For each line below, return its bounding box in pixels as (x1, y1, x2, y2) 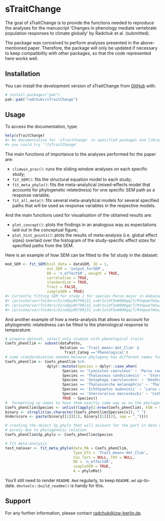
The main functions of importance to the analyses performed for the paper (5, 151, 156, 157)
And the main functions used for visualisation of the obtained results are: (5, 212, 152, 218)
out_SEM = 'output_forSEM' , (47, 266, 105, 271)
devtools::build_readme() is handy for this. (16, 483, 105, 488)
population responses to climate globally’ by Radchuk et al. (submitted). (5, 30, 150, 36)
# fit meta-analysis (5, 441, 48, 446)
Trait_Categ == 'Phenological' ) (64, 350, 129, 355)
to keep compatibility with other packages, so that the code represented (5, 50, 151, 56)
